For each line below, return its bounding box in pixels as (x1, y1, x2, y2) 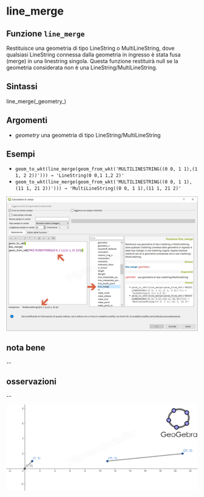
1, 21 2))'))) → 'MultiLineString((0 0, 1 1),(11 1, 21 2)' (26, 185, 182, 192)
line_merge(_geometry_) (6, 97, 67, 105)
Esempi (6, 149, 35, 159)
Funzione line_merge (6, 29, 85, 39)
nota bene (6, 343, 46, 353)
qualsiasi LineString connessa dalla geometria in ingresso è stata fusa (6, 51, 181, 58)
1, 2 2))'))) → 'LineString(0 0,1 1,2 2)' (15, 173, 124, 179)
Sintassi (6, 81, 38, 92)
